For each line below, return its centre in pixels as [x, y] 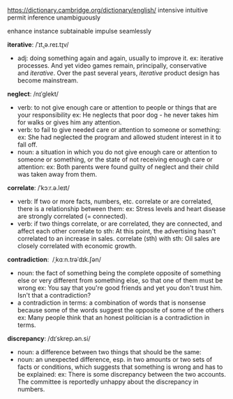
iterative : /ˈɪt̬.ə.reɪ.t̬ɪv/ [38, 44]
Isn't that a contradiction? [54, 295]
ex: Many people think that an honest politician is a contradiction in [113, 318]
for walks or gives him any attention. [69, 122]
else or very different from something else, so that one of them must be [120, 280]
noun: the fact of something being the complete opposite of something [119, 273]
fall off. [27, 145]
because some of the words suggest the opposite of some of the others [121, 310]
